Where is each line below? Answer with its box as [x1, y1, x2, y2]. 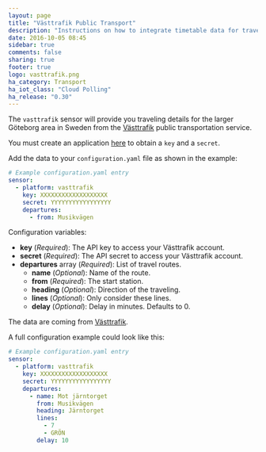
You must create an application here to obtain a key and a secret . [8, 138, 220, 147]
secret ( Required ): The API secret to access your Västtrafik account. [19, 251, 244, 261]
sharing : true [8, 56, 55, 64]
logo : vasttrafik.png [8, 71, 80, 79]
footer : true [8, 63, 51, 71]
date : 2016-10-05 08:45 [8, 33, 87, 42]
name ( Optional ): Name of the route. [31, 268, 151, 278]
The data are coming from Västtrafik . [8, 317, 128, 327]
